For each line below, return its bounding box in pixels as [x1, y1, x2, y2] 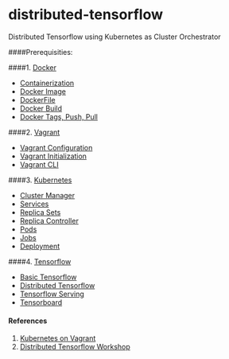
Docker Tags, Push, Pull [19, 111, 98, 121]
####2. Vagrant [8, 127, 60, 137]
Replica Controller [19, 216, 80, 225]
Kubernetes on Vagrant [19, 334, 96, 343]
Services [19, 199, 49, 209]
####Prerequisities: [8, 47, 73, 57]
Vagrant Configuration [19, 142, 93, 152]
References [8, 316, 48, 326]
